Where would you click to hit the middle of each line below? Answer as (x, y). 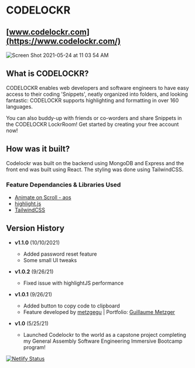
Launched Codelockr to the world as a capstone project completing (105, 334)
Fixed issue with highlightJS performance (73, 283)
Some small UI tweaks (50, 260)
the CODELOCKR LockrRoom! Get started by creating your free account (93, 124)
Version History (35, 228)
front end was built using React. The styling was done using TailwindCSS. (95, 169)
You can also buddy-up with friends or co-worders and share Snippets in (94, 118)
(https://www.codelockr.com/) (64, 41)
